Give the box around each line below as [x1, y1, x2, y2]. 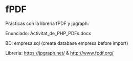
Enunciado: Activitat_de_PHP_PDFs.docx [5, 30, 91, 36]
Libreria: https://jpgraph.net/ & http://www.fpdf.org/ [5, 50, 114, 56]
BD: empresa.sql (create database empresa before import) [5, 40, 128, 46]
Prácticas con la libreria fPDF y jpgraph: [5, 20, 90, 26]
